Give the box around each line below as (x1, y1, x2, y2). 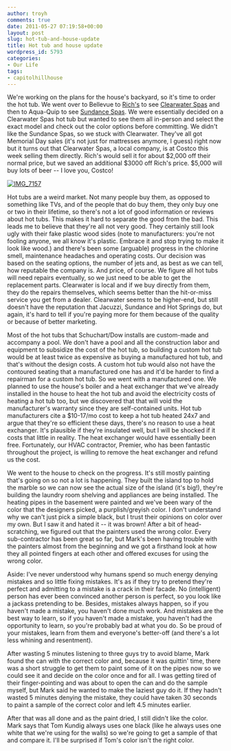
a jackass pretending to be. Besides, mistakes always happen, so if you (7, 599, 209, 608)
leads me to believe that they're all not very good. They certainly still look (7, 222, 214, 231)
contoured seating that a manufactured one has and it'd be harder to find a (7, 368, 219, 376)
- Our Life (7, 61, 38, 68)
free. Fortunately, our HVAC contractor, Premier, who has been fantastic (7, 441, 211, 449)
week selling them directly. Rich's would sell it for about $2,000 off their (7, 152, 211, 160)
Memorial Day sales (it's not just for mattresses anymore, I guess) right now (7, 137, 221, 146)
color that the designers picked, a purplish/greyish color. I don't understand (7, 505, 221, 514)
